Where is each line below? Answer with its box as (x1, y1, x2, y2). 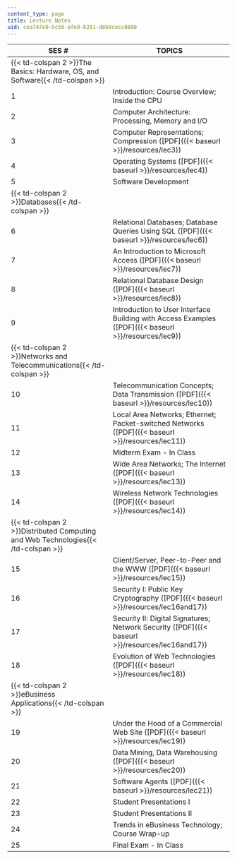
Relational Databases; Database (112, 217, 218, 227)
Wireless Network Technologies (112, 488, 219, 498)
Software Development (112, 177, 189, 187)
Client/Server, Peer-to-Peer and (112, 555, 221, 565)
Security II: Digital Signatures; (112, 613, 210, 623)
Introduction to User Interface (112, 305, 211, 315)
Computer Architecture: (112, 107, 191, 117)
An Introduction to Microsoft (112, 246, 206, 256)
